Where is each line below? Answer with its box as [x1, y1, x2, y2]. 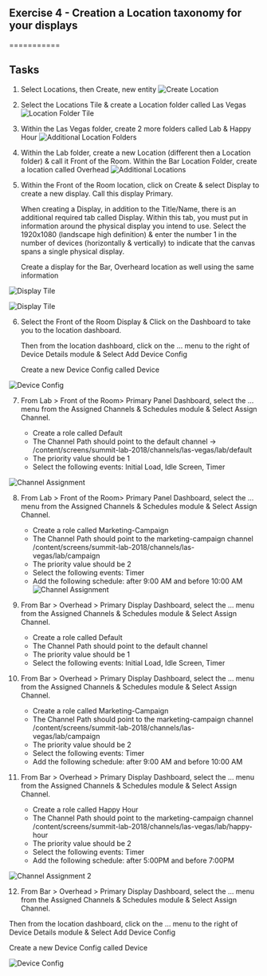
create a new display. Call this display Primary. [20, 188, 174, 198]
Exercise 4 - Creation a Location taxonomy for [9, 6, 242, 20]
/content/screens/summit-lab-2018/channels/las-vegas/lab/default [32, 445, 253, 454]
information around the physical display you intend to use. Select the [20, 221, 246, 231]
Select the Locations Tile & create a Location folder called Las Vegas [20, 100, 246, 109]
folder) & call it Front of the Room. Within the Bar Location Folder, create [20, 156, 257, 166]
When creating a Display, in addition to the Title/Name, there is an [20, 203, 237, 214]
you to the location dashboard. [20, 325, 122, 334]
